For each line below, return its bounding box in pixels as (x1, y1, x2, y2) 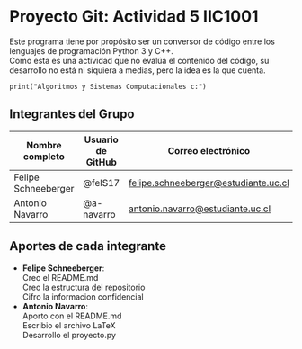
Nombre (26, 139, 62, 151)
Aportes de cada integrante (9, 238, 166, 254)
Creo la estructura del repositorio (22, 282, 146, 292)
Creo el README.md (22, 272, 99, 282)
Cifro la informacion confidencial (22, 291, 144, 302)
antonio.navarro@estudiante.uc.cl (129, 202, 271, 215)
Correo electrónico (167, 144, 251, 157)
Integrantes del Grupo (9, 106, 135, 122)
